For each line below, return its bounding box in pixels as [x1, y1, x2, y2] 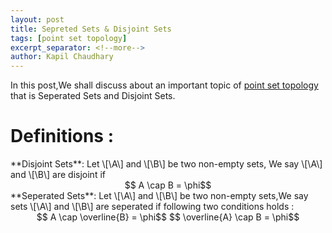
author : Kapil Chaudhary [10, 52, 114, 62]
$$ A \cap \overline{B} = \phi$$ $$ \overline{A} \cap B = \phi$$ [36, 211, 300, 223]
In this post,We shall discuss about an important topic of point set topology [10, 79, 319, 91]
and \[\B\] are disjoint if [10, 169, 106, 181]
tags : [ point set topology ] [10, 33, 128, 43]
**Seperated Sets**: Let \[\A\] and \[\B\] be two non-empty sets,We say [10, 190, 309, 202]
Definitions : [10, 125, 114, 148]
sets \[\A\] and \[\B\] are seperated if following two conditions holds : [10, 201, 295, 213]
